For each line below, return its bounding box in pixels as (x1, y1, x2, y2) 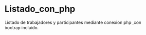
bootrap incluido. (4, 24, 39, 30)
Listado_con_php (4, 3, 75, 15)
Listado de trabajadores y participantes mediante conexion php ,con (4, 19, 142, 25)
